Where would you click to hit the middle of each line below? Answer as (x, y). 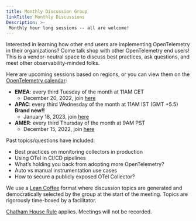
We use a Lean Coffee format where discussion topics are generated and (94, 188)
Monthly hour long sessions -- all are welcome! (69, 28)
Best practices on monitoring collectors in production (79, 152)
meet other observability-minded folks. (53, 63)
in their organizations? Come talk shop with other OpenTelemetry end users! (98, 51)
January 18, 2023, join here (56, 117)
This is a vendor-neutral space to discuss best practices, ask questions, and (98, 57)
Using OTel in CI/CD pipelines (50, 158)
